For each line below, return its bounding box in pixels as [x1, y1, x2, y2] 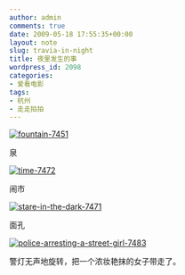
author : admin [9, 12, 62, 22]
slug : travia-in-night [9, 46, 93, 55]
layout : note [9, 37, 58, 47]
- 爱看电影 [9, 79, 44, 88]
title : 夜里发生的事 [9, 54, 77, 63]
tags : [9, 87, 29, 96]
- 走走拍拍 [9, 104, 44, 113]
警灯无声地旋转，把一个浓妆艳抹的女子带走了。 [9, 256, 181, 267]
